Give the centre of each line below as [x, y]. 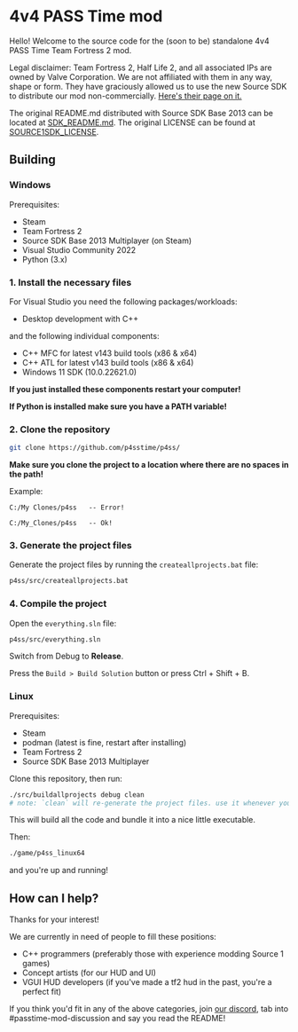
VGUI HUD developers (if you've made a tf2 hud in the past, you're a [147, 982]
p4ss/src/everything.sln [55, 639]
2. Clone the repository [60, 429]
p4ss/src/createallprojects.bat [69, 581]
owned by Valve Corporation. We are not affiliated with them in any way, [141, 76]
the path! [27, 474]
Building [32, 160]
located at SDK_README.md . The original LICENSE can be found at [132, 122]
